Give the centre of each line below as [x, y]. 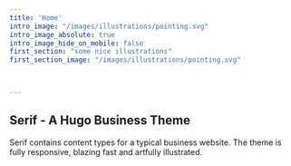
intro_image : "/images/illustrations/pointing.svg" [109, 26]
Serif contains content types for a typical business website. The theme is [145, 142]
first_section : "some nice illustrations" [91, 52]
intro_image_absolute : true [63, 34]
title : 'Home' [36, 18]
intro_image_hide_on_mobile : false [77, 43]
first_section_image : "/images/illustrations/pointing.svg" [126, 60]
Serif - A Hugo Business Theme [100, 120]
